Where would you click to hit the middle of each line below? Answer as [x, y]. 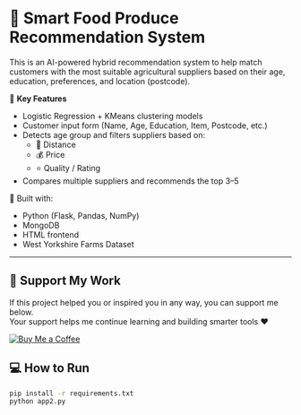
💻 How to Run [49, 368]
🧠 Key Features [38, 99]
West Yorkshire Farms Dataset [78, 244]
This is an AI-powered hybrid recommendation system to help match [136, 62]
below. [21, 312]
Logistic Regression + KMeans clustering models [112, 116]
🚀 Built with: [31, 198]
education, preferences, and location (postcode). [100, 81]
